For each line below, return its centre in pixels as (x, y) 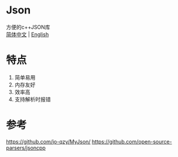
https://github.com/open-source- (132, 141)
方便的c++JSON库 (28, 27)
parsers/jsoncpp (26, 148)
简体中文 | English (28, 34)
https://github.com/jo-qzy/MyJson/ (48, 141)
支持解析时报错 (32, 99)
